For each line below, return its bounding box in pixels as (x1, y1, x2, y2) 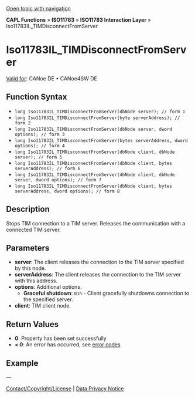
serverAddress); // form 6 (14, 166, 81, 171)
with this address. (14, 277, 58, 284)
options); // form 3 (14, 131, 65, 137)
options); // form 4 (14, 143, 65, 149)
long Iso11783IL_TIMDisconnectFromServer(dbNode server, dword (14, 126, 173, 132)
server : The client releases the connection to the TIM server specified (14, 258, 184, 266)
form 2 (14, 120, 31, 126)
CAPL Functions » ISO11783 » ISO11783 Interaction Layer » (6, 16, 151, 23)
